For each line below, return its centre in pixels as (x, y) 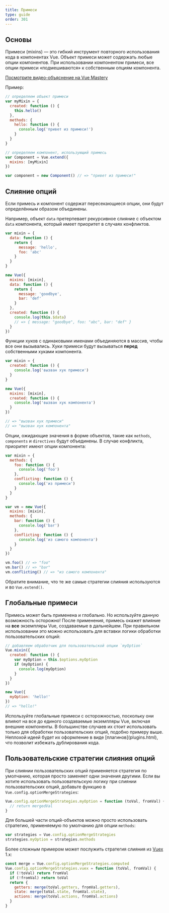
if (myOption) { (31, 665)
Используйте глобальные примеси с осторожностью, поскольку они (80, 715)
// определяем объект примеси (37, 97)
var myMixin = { (22, 101)
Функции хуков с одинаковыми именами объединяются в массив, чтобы (84, 341)
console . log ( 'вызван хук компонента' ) (55, 403)
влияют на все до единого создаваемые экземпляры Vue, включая (78, 721)
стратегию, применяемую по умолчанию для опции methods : (70, 826)
